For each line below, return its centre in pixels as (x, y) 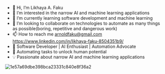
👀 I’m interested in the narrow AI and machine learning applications (81, 13)
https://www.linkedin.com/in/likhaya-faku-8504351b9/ (68, 41)
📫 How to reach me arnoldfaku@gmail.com (57, 34)
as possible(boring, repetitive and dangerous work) (65, 29)
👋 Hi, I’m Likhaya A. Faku (38, 8)
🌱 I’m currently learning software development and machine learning (82, 18)
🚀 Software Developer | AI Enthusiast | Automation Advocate (74, 46)
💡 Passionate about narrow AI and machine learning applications (79, 57)
